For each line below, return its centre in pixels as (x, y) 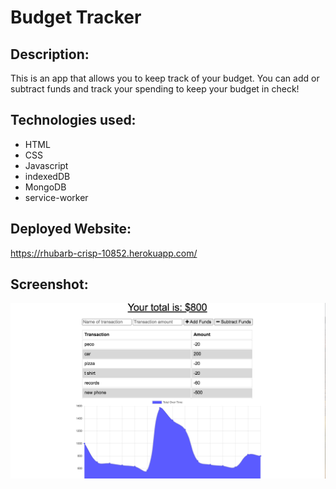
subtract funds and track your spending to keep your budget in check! (155, 89)
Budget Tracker (76, 17)
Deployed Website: (71, 229)
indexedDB (47, 176)
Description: (50, 54)
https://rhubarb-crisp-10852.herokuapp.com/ (104, 253)
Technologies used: (73, 120)
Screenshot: (49, 284)
